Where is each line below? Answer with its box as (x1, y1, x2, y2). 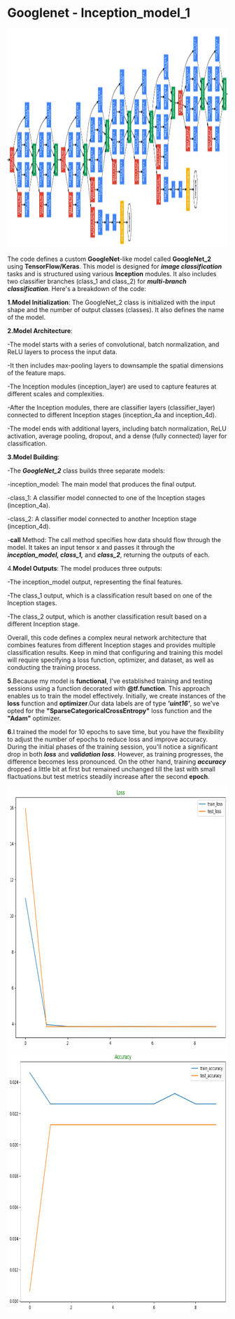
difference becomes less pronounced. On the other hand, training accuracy (7, 757, 226, 766)
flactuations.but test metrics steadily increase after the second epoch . (7, 772, 210, 780)
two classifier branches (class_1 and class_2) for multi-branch (7, 277, 187, 285)
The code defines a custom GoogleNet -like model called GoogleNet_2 (7, 255, 211, 263)
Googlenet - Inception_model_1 (7, 5, 191, 21)
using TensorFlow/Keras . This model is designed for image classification (7, 262, 222, 271)
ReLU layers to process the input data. (7, 347, 117, 356)
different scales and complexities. (7, 389, 105, 398)
